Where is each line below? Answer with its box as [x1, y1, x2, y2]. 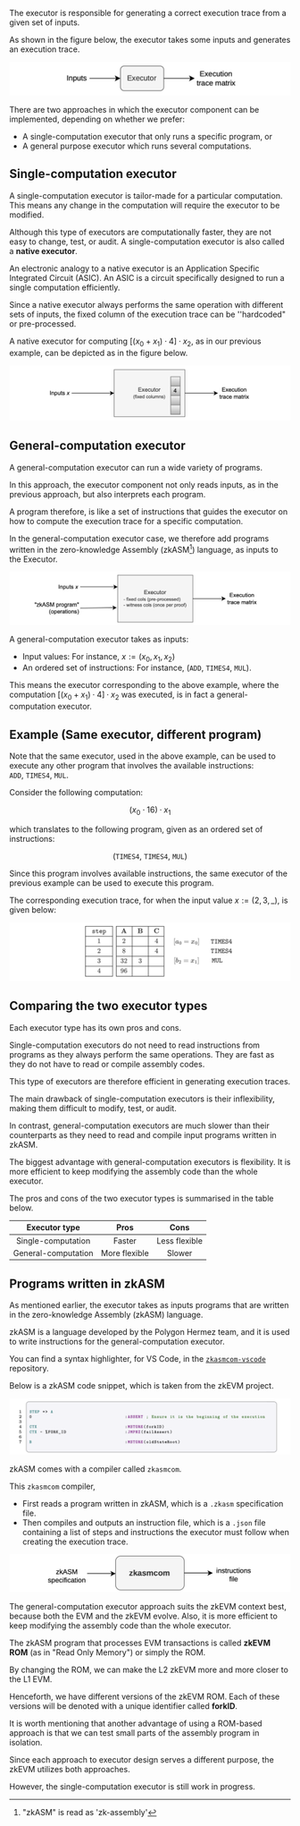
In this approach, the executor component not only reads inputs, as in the [9, 479, 279, 490]
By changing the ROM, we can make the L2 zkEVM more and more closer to [9, 1664, 288, 1675]
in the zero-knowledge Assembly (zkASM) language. [9, 1310, 204, 1321]
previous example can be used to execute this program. [9, 877, 214, 888]
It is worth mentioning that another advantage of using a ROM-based [9, 1718, 262, 1728]
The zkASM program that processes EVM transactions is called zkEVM [9, 1637, 271, 1648]
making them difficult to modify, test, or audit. [9, 1102, 177, 1113]
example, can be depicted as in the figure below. [9, 347, 188, 358]
